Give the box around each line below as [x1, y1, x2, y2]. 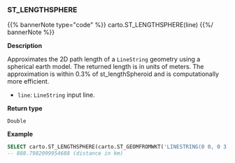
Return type [7, 104, 43, 113]
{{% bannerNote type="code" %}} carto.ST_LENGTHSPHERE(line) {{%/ [7, 21, 213, 29]
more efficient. [7, 77, 50, 86]
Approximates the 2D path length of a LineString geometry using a [7, 55, 201, 63]
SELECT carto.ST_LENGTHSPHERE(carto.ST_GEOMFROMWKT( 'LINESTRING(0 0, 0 [7, 143, 220, 150]
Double [7, 118, 27, 125]
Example [7, 130, 34, 139]
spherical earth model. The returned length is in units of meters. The [7, 63, 204, 71]
